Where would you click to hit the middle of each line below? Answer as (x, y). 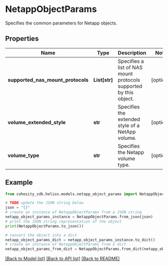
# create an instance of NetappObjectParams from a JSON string (73, 212)
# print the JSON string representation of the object (63, 221)
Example (19, 182)
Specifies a (131, 61)
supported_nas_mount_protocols (48, 80)
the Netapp (131, 152)
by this (126, 92)
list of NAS (130, 67)
